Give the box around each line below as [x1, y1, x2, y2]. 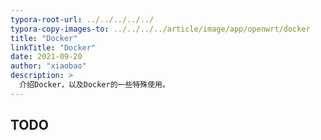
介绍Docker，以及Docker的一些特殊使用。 [19, 80, 170, 90]
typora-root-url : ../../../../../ [10, 14, 155, 25]
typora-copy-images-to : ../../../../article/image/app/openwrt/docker [10, 24, 311, 34]
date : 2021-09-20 [10, 52, 83, 62]
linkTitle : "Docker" [10, 42, 97, 53]
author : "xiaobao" [10, 61, 87, 71]
